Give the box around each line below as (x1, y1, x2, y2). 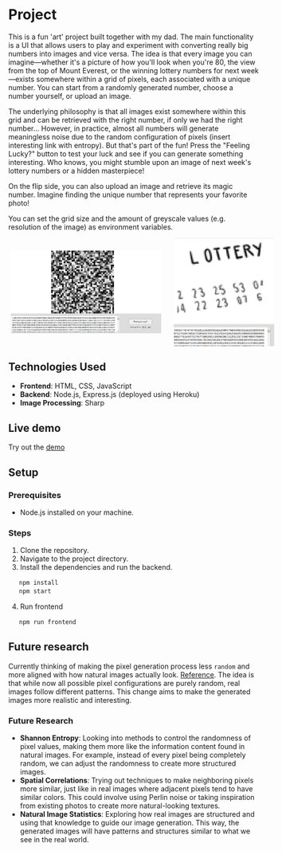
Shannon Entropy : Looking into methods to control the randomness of (19, 733, 251, 743)
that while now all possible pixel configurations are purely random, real (8, 678, 241, 688)
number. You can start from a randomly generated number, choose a (8, 82, 233, 92)
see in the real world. (19, 834, 89, 844)
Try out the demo (8, 442, 65, 452)
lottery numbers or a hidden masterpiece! (8, 166, 145, 175)
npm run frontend (18, 618, 77, 626)
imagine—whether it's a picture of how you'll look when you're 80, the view (8, 57, 257, 67)
